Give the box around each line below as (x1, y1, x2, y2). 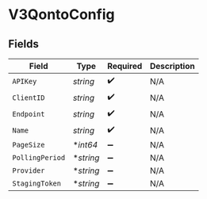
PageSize (12, 140, 45, 149)
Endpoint (12, 109, 45, 118)
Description (149, 61, 196, 71)
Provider (12, 166, 45, 175)
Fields (8, 37, 40, 51)
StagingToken (12, 179, 62, 188)
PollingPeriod (12, 153, 66, 162)
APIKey (12, 77, 37, 86)
